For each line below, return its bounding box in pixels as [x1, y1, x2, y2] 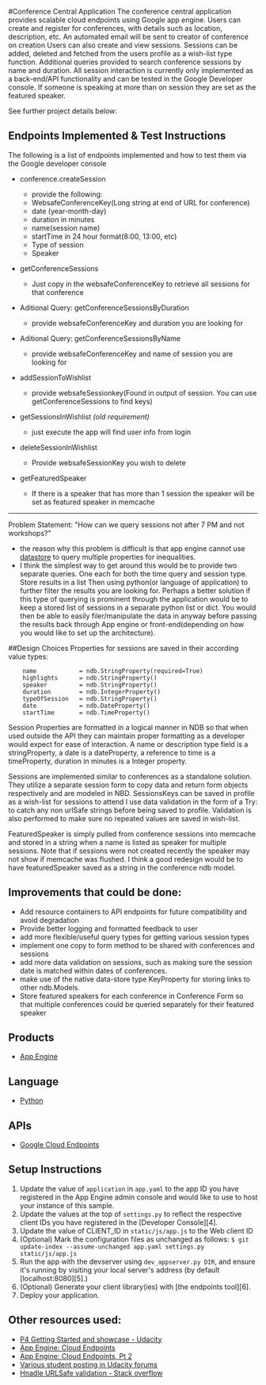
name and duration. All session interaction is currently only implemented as [8, 66, 253, 75]
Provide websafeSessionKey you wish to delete [31, 457, 186, 467]
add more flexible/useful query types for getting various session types [19, 932, 249, 942]
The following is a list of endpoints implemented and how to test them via [8, 150, 247, 159]
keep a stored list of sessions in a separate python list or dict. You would [19, 603, 256, 612]
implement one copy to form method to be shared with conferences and [19, 940, 255, 950]
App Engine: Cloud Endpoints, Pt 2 [19, 1351, 133, 1360]
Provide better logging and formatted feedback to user [19, 924, 198, 933]
